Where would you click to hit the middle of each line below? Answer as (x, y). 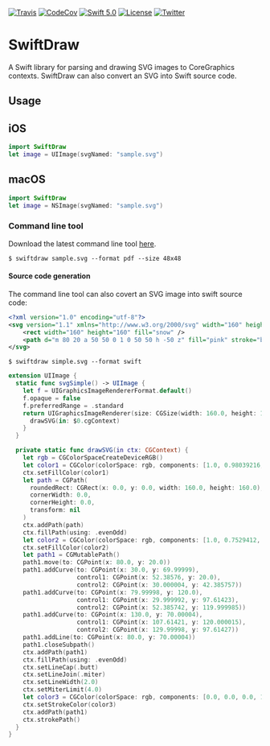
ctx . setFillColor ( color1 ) (66, 472)
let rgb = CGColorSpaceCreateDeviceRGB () (93, 458)
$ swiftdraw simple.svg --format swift (75, 362)
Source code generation (49, 276)
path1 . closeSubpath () (59, 645)
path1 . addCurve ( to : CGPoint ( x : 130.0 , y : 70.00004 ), (113, 615)
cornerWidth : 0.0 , (60, 495)
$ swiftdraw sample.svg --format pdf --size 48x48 (95, 258)
